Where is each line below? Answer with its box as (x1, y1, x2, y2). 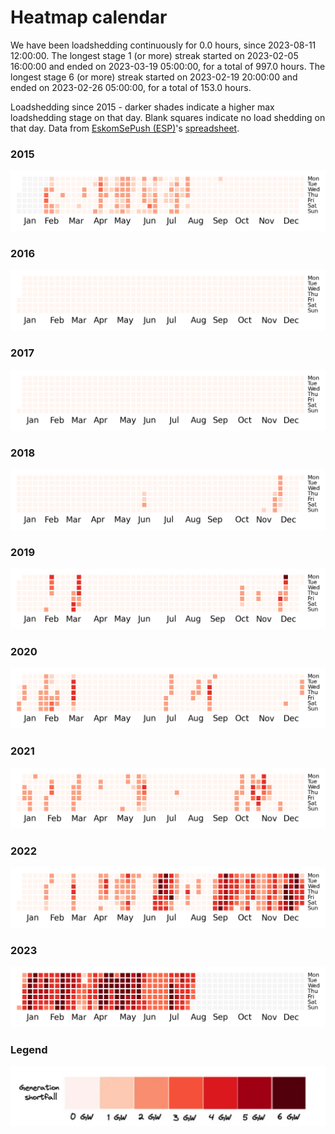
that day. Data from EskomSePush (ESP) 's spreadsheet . (10, 122, 240, 134)
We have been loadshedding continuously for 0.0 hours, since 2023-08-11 (10, 39, 317, 51)
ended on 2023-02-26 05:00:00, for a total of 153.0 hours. (10, 81, 252, 93)
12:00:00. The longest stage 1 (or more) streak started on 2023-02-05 (10, 49, 299, 61)
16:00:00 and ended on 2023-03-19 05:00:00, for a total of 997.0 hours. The (10, 60, 326, 72)
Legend (10, 1043, 48, 1057)
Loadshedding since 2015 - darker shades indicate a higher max (10, 101, 275, 113)
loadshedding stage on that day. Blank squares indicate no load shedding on (10, 111, 326, 123)
